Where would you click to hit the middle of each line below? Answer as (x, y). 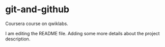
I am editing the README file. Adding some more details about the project (82, 33)
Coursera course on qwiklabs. (37, 24)
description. (18, 39)
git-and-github (37, 9)
